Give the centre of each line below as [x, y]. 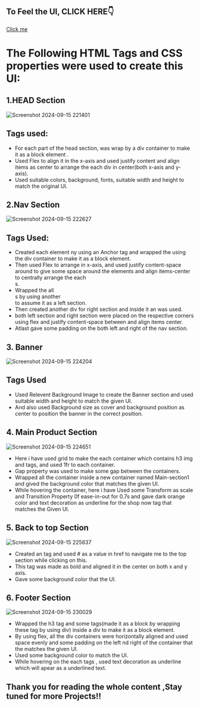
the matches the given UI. [46, 649]
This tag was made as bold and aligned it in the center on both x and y [101, 566]
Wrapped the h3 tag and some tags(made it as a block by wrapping [97, 623]
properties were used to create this [95, 66]
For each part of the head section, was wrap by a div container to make [102, 148]
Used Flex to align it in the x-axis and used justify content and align [97, 160]
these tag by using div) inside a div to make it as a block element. [95, 630]
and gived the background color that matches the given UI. [87, 483]
